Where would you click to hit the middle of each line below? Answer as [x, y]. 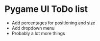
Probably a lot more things [38, 33]
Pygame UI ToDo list [46, 9]
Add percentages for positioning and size [53, 23]
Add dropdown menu [33, 28]
